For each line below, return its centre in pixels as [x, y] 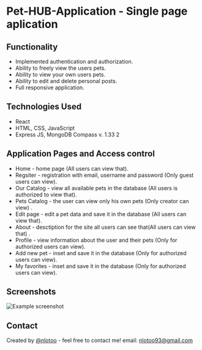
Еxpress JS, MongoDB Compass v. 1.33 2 [67, 134]
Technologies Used [44, 107]
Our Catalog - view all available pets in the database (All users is [96, 188]
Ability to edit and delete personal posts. [66, 81]
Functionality [32, 47]
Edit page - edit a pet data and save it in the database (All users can [101, 214]
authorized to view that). [46, 195]
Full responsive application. [50, 87]
